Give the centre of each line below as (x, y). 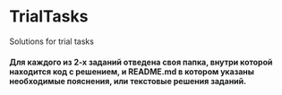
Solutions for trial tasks (51, 41)
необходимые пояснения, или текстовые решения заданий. (128, 81)
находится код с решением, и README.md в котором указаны (132, 71)
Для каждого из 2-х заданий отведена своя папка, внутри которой (141, 62)
